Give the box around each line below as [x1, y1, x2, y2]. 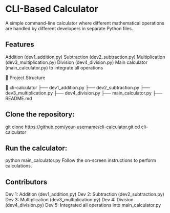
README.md [5, 95, 32, 101]
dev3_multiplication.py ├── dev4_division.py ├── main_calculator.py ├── [5, 90, 163, 96]
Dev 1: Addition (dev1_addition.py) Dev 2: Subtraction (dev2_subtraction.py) [5, 191, 165, 197]
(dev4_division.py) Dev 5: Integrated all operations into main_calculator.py [5, 202, 161, 208]
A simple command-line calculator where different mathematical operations [5, 20, 165, 26]
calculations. [5, 163, 32, 169]
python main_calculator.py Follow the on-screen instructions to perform [5, 157, 156, 163]
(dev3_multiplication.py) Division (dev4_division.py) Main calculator [5, 59, 148, 65]
